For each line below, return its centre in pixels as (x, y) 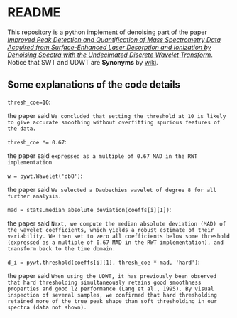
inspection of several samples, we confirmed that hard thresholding (112, 295)
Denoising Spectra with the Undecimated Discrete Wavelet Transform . (110, 55)
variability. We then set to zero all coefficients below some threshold (119, 236)
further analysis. (34, 196)
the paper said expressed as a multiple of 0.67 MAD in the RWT (102, 155)
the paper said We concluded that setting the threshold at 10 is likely (117, 115)
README (34, 12)
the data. (22, 129)
